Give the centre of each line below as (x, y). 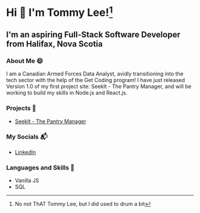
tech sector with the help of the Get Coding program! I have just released (96, 80)
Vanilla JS (27, 181)
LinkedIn (25, 152)
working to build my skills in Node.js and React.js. (67, 93)
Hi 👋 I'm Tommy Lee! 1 (60, 12)
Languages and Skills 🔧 (40, 167)
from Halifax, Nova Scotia (54, 44)
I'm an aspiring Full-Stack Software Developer (93, 34)
